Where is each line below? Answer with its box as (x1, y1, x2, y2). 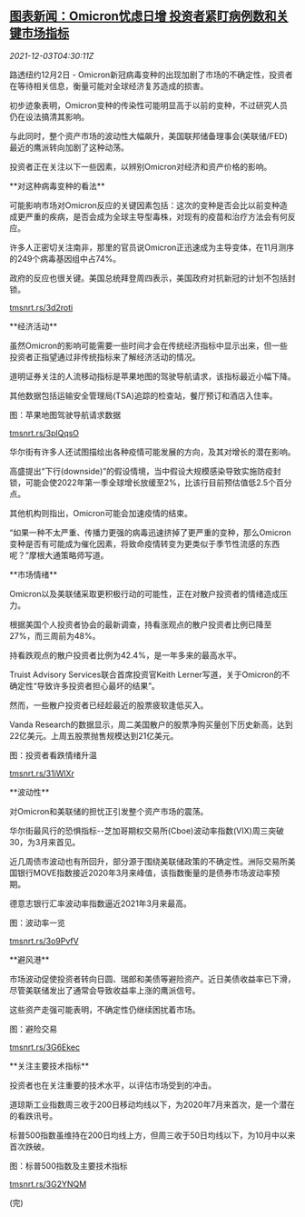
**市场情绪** (9, 569, 58, 580)
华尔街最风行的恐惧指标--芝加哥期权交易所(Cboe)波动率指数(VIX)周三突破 (9, 825, 284, 836)
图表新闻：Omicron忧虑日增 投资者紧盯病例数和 (9, 8, 277, 25)
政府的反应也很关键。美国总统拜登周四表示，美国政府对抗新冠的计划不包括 (9, 272, 288, 284)
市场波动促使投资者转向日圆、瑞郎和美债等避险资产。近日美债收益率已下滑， (9, 973, 296, 984)
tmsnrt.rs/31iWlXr (9, 767, 75, 779)
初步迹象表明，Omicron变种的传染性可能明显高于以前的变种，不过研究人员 (9, 99, 289, 111)
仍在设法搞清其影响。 (9, 111, 89, 122)
